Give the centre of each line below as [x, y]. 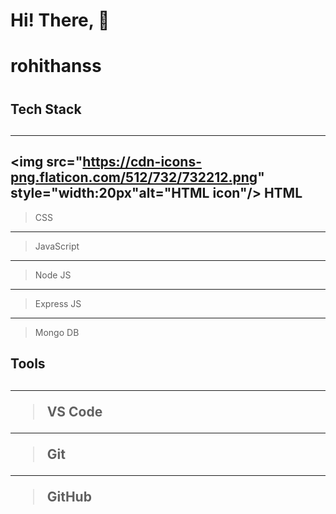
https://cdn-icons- [142, 162]
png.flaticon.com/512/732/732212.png [134, 177]
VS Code [74, 411]
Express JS [58, 303]
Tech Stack [46, 109]
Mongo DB [57, 332]
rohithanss [56, 66]
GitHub [69, 496]
